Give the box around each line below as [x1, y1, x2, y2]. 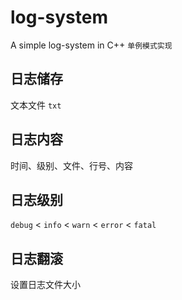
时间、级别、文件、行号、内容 [10, 159, 133, 171]
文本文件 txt [10, 99, 62, 111]
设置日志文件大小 [10, 279, 81, 291]
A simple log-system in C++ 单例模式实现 [10, 39, 173, 51]
